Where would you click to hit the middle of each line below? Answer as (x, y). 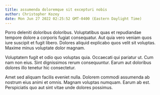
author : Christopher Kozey (32, 14)
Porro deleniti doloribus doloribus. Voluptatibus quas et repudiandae (73, 33)
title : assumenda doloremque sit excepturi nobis (56, 9)
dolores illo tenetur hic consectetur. (40, 68)
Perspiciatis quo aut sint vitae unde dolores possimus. (59, 88)
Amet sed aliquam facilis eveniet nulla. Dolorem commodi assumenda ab (78, 77)
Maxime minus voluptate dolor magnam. (45, 48)
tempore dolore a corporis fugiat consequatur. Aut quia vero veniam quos (78, 38)
